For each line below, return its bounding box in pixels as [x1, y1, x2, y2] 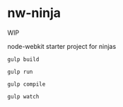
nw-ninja [7, 5, 61, 21]
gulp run [7, 68, 33, 75]
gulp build [7, 55, 40, 63]
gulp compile [7, 80, 46, 88]
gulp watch [7, 93, 40, 100]
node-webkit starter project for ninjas [7, 42, 117, 50]
